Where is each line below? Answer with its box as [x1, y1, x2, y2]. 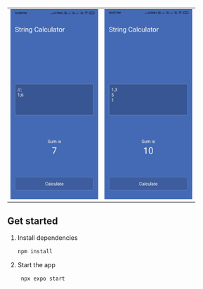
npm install [17, 248, 53, 255]
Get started [7, 215, 58, 227]
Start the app [17, 260, 56, 269]
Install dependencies [17, 233, 79, 242]
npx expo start [20, 275, 65, 282]
